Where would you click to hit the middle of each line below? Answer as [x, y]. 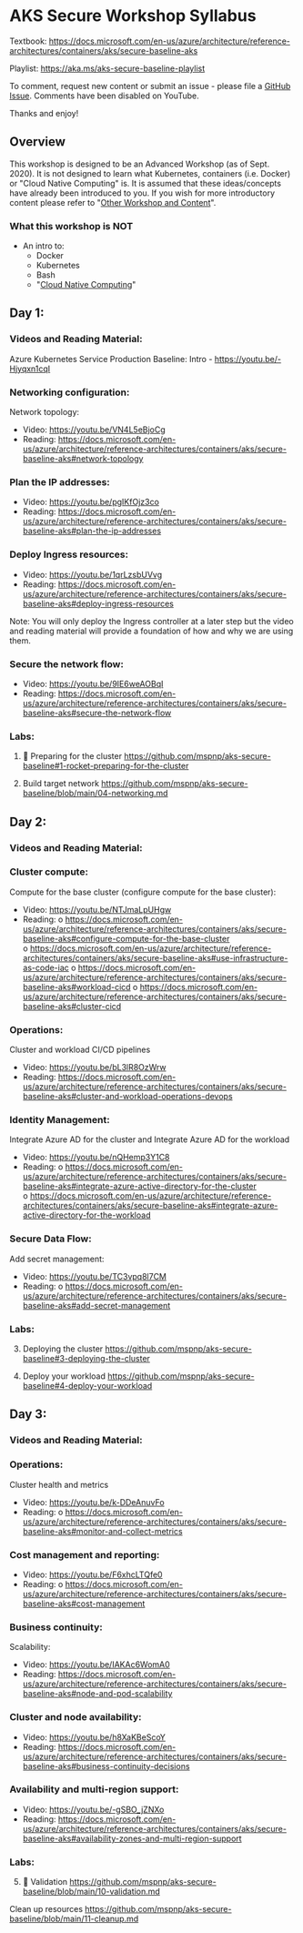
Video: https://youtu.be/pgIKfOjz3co [91, 502]
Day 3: [28, 1415]
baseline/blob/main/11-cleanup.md [74, 1919]
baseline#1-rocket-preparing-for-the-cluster [106, 766]
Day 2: [28, 821]
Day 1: [27, 314]
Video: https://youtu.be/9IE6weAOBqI [93, 683]
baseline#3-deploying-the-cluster [86, 1359]
